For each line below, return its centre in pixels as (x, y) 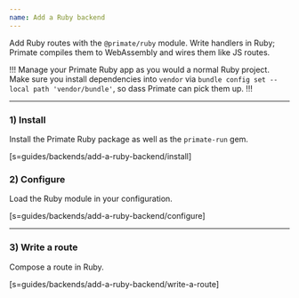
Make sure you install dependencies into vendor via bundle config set (137, 79)
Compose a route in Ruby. (57, 267)
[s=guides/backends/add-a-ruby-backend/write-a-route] (114, 284)
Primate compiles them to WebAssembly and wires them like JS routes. (140, 52)
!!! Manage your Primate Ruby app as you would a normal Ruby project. (139, 69)
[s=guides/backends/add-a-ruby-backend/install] (101, 156)
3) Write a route (44, 247)
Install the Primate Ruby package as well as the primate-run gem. (129, 139)
